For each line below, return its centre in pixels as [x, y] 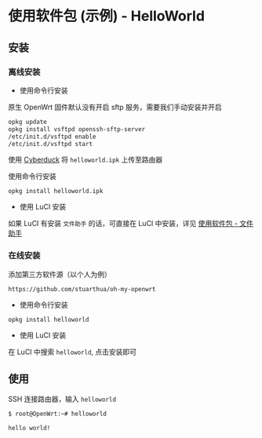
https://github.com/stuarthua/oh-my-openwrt [82, 289]
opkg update [27, 122]
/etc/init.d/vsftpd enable [52, 137]
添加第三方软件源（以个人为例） [60, 274]
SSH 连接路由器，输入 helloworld [62, 399]
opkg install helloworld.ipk [56, 192]
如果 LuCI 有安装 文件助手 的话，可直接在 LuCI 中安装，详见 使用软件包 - [123, 224]
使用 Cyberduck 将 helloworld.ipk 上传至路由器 [86, 160]
